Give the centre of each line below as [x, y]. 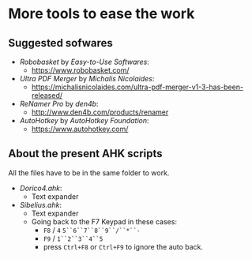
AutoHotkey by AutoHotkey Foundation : [84, 120]
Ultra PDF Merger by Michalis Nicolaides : [87, 79]
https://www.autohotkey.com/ [80, 129]
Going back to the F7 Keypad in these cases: [104, 221]
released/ [47, 95]
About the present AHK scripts [86, 154]
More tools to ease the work [102, 14]
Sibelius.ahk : [40, 205]
